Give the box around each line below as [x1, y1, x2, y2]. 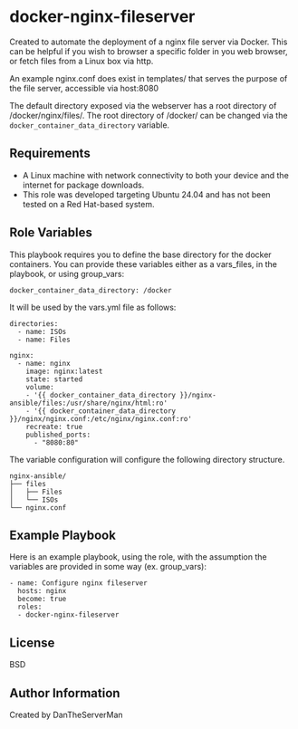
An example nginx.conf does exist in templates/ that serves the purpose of [9, 72, 288, 83]
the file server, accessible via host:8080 [9, 82, 159, 93]
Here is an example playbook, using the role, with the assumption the [9, 552, 267, 562]
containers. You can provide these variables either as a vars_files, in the [9, 258, 278, 269]
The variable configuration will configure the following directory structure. [9, 454, 285, 465]
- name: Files [17, 335, 71, 344]
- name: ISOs [17, 327, 67, 336]
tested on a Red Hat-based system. [22, 198, 155, 209]
